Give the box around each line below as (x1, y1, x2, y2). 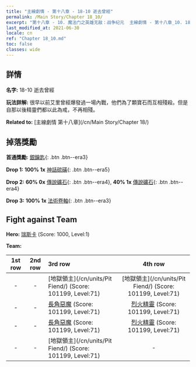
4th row (142, 260, 165, 268)
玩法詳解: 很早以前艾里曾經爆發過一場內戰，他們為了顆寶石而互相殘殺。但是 (6, 99, 188, 106)
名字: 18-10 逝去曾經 (6, 86, 54, 94)
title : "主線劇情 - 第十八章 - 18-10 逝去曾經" (6, 8, 114, 15)
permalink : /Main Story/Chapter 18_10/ (6, 14, 103, 20)
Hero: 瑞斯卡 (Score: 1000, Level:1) (6, 231, 90, 238)
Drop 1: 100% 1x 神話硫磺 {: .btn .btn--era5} (6, 166, 110, 173)
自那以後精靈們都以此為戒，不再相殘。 (6, 106, 98, 113)
